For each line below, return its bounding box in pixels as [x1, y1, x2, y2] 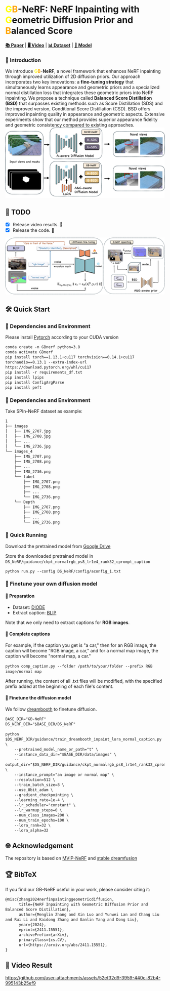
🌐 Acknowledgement [5, 842, 73, 850]
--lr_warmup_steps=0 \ [14, 808, 62, 813]
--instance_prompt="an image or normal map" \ [14, 772, 114, 777]
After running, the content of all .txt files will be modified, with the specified [5, 678, 162, 684]
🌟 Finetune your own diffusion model [5, 581, 98, 588]
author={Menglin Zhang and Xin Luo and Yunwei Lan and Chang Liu [18, 912, 159, 917]
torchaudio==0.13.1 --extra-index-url [5, 359, 87, 365]
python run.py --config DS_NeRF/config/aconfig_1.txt [5, 568, 121, 574]
